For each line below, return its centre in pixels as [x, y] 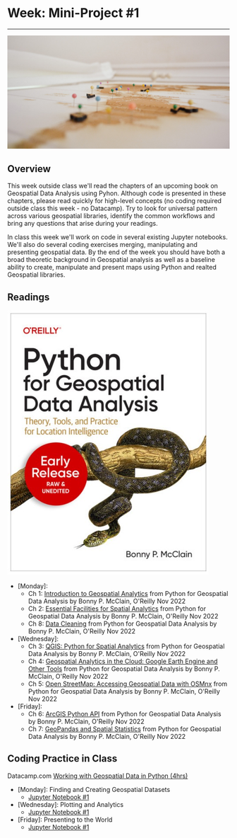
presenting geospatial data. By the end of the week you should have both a [116, 252]
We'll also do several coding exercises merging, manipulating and [102, 245]
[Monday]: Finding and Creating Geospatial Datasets [94, 789]
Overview [29, 169]
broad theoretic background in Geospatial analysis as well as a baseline [111, 260]
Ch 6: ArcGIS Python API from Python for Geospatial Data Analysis [124, 713]
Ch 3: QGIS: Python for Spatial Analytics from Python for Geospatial [126, 646]
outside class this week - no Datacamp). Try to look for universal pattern [113, 208]
